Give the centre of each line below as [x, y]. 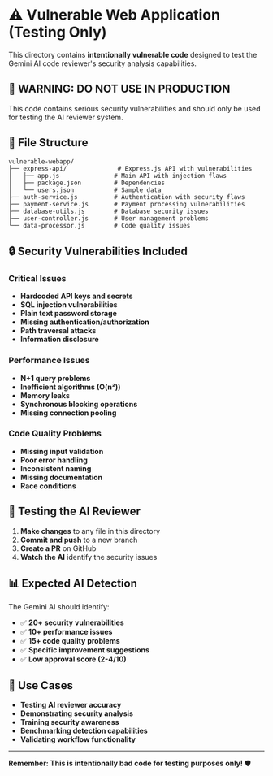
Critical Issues [37, 278]
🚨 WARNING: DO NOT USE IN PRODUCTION [119, 89]
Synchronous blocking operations [79, 404]
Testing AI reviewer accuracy [71, 705]
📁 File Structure [48, 143]
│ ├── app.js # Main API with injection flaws [118, 176]
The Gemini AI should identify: [59, 607]
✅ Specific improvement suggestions [85, 650]
